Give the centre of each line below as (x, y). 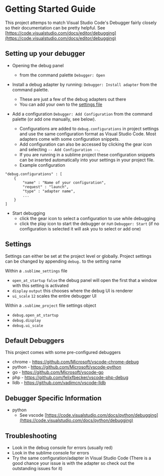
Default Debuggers (35, 340)
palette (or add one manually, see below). (54, 119)
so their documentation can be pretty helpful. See (55, 27)
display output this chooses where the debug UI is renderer (72, 291)
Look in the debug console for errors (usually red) (62, 448)
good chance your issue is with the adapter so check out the (73, 463)
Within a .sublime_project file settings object (51, 305)
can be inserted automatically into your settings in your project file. (87, 160)
